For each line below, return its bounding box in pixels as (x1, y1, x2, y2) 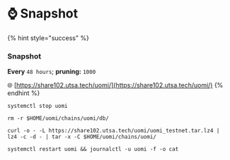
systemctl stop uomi (7, 103, 69, 110)
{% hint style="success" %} (7, 33, 90, 42)
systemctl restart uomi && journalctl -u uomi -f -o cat (7, 146, 179, 153)
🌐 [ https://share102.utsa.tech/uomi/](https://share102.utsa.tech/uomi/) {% (7, 81, 224, 90)
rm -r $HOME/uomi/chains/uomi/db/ (7, 115, 110, 122)
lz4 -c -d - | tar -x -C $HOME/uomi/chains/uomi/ (7, 133, 157, 141)
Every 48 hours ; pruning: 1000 (7, 68, 96, 76)
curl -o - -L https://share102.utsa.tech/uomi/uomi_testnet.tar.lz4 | (7, 128, 220, 135)
